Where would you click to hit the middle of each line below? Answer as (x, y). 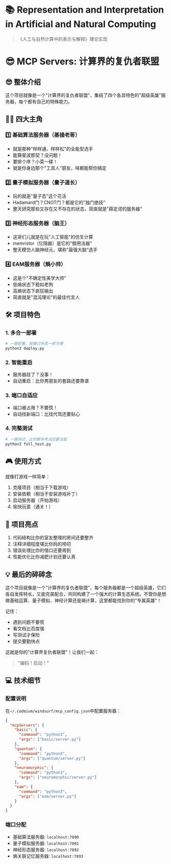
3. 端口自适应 (21, 395)
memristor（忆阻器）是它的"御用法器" (52, 244)
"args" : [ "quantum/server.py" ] (52, 758)
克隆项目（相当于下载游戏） (42, 488)
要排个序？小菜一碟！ (35, 161)
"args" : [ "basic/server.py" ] (50, 739)
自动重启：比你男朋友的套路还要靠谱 (51, 381)
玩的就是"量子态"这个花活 (39, 196)
